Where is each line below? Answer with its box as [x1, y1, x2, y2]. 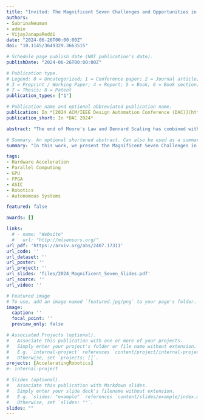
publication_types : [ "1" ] [6, 93, 72, 99]
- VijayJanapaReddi [6, 32, 56, 38]
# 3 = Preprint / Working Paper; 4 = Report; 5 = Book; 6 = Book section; [6, 81, 200, 88]
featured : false [6, 204, 47, 210]
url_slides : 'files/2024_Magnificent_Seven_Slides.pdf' [6, 271, 151, 277]
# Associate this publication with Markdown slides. [6, 382, 148, 388]
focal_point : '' [12, 316, 53, 322]
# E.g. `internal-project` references [6, 349, 110, 355]
